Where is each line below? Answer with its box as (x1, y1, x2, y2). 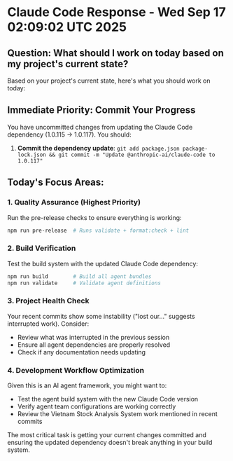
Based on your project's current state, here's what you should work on (7, 76, 211, 85)
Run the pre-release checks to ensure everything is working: (7, 213, 182, 221)
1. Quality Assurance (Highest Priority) (7, 198, 141, 207)
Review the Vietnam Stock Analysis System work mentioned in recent (17, 410, 218, 418)
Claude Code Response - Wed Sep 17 (7, 4, 226, 20)
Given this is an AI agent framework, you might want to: (7, 381, 167, 390)
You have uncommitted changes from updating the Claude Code (7, 123, 193, 131)
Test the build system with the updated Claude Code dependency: (7, 259, 198, 268)
